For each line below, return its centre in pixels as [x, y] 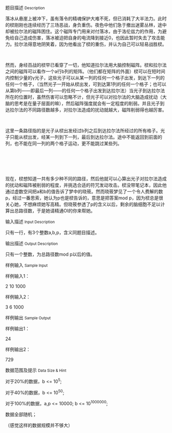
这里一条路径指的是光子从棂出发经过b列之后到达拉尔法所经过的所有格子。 [83, 131]
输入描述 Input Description [30, 222]
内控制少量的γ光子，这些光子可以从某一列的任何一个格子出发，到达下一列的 [85, 78]
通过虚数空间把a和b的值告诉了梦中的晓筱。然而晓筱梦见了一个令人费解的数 [84, 191]
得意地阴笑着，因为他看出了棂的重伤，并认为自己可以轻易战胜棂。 [97, 44]
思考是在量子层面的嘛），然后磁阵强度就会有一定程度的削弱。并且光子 [87, 103]
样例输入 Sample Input [27, 265]
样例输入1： [17, 276]
